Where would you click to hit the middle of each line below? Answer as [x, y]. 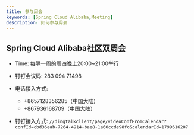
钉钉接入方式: [31, 121]
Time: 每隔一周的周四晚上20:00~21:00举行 [67, 63]
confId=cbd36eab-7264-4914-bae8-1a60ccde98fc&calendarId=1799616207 [101, 127]
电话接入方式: [31, 89]
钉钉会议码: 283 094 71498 [48, 76]
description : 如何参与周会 [37, 22]
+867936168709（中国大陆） [60, 109]
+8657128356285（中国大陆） [61, 101]
